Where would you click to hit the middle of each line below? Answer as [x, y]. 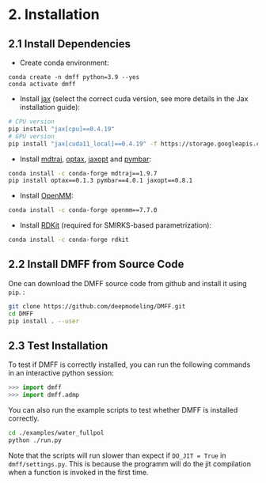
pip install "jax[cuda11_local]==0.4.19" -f [83, 144]
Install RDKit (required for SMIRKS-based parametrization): [116, 225]
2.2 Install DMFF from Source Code [96, 264]
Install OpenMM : [46, 196]
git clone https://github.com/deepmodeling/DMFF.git [97, 306]
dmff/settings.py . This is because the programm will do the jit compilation [130, 463]
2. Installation [54, 15]
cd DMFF [21, 314]
